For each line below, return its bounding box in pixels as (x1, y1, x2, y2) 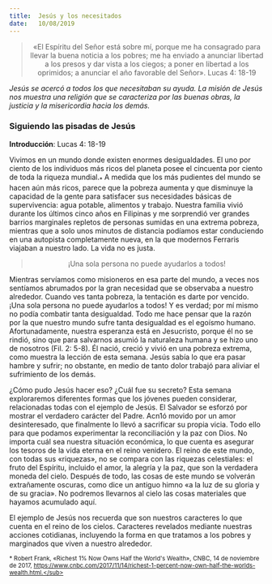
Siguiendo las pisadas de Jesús (9, 121, 136, 132)
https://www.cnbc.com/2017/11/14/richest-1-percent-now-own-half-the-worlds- (33, 561, 256, 569)
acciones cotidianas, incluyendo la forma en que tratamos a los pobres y (9, 530, 252, 539)
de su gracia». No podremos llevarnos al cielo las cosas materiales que (9, 488, 247, 498)
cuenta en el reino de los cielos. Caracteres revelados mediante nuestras (9, 521, 253, 531)
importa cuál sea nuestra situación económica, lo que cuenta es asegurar (9, 436, 254, 446)
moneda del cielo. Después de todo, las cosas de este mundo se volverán (9, 471, 256, 481)
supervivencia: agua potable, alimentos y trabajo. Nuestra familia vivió (9, 200, 244, 209)
